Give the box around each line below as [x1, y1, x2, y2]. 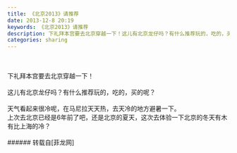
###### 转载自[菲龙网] [7, 138, 75, 147]
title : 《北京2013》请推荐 [7, 10, 79, 18]
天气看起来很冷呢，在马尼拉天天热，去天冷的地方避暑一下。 [7, 104, 181, 113]
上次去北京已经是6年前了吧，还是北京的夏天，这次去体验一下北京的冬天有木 [7, 114, 228, 122]
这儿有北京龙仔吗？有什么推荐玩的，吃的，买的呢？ [7, 88, 156, 97]
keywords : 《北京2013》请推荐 [7, 23, 89, 30]
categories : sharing [7, 37, 68, 44]
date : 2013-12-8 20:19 [7, 17, 74, 24]
